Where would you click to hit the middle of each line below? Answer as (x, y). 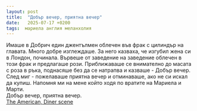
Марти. (15, 89)
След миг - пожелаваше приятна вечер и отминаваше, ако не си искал (97, 77)
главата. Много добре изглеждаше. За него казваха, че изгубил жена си (98, 52)
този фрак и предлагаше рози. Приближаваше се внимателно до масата (99, 64)
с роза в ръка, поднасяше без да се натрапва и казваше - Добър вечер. (98, 70)
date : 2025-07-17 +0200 (38, 23)
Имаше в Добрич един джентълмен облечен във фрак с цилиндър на (95, 45)
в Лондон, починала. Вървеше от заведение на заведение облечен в (94, 58)
